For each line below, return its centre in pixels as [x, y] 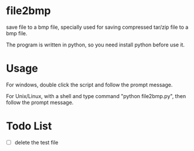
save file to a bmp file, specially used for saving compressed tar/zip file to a [97, 27]
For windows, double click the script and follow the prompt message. [89, 85]
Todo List [29, 126]
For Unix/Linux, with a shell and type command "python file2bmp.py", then [96, 96]
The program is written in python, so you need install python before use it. [96, 45]
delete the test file [36, 142]
